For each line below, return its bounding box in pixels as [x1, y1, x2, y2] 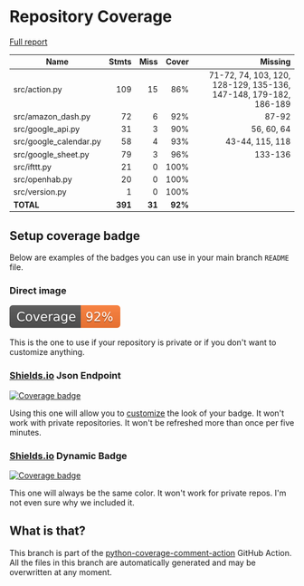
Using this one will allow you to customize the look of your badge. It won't [9, 408, 285, 418]
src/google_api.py [13, 124, 81, 135]
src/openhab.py [13, 174, 72, 185]
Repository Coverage [9, 6, 173, 27]
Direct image [9, 283, 67, 296]
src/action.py [13, 84, 62, 95]
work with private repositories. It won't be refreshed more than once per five [9, 417, 295, 427]
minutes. [9, 427, 43, 437]
